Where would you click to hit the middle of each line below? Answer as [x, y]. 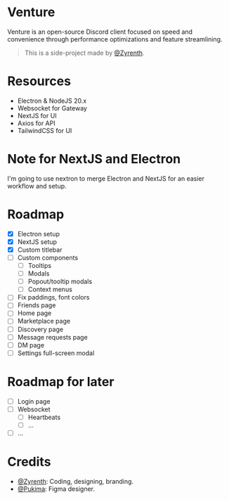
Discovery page [40, 329]
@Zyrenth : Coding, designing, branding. [76, 481]
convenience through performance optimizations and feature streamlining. [115, 39]
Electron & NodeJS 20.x [52, 101]
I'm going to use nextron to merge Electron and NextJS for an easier [106, 178]
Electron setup [38, 233]
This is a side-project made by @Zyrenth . [84, 53]
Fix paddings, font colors [53, 297]
